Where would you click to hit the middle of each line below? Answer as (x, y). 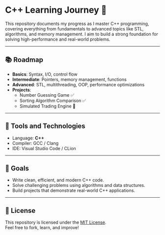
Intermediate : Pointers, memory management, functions (69, 79)
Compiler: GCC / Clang (35, 143)
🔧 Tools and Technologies (45, 126)
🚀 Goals (17, 168)
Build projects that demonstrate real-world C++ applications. (73, 190)
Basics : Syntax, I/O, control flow (45, 74)
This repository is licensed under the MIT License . (56, 222)
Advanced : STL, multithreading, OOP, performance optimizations (78, 84)
